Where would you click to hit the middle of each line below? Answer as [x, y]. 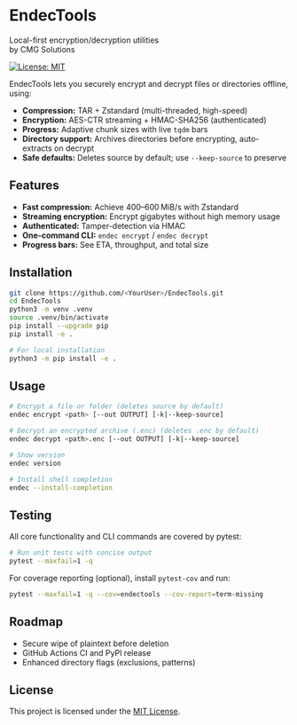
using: [20, 93]
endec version [35, 463]
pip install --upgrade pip [59, 326]
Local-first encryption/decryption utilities [84, 40]
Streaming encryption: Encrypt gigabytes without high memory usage [151, 216]
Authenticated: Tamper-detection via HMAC [104, 225]
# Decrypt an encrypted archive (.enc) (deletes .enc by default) [134, 431]
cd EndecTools [35, 301]
